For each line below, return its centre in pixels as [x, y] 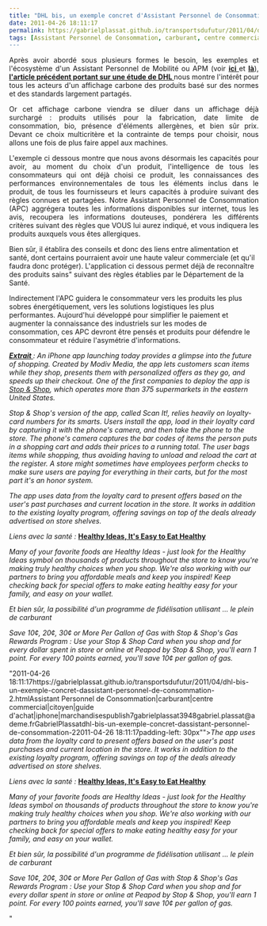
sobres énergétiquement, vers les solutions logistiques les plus [112, 307]
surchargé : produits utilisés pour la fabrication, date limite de [134, 118]
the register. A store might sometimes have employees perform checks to [129, 463]
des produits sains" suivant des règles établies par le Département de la [126, 275]
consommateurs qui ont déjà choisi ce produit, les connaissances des [134, 175]
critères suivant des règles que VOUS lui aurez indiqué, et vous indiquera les [134, 226]
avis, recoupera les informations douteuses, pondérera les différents [134, 217]
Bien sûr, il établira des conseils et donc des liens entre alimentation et [124, 250]
